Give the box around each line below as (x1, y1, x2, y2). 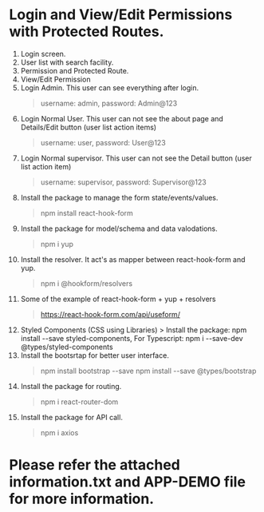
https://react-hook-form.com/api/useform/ (40, 309, 180, 319)
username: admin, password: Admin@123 (40, 98, 178, 108)
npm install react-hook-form (40, 208, 134, 217)
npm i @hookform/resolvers (40, 278, 133, 288)
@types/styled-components (20, 342, 114, 351)
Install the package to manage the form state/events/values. (20, 192, 219, 202)
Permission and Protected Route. (20, 65, 129, 75)
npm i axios (40, 427, 79, 437)
